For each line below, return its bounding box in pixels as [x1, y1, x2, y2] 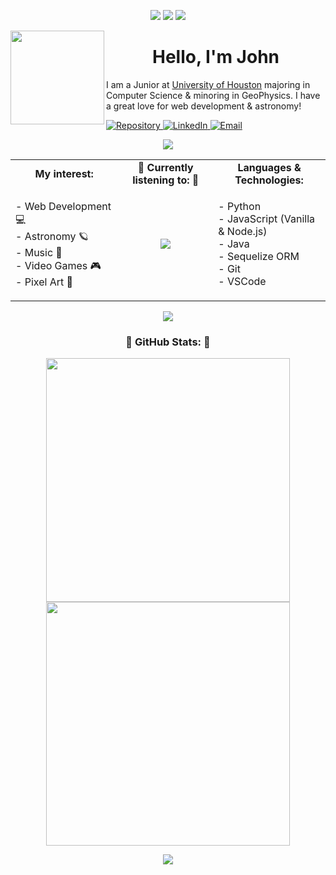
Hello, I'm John [152, 46, 280, 69]
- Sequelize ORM [218, 250, 300, 264]
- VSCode [218, 275, 267, 289]
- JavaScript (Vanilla [218, 212, 315, 226]
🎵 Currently [137, 160, 194, 174]
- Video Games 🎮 [15, 258, 102, 272]
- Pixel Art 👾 [15, 275, 73, 289]
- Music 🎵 [15, 245, 63, 259]
